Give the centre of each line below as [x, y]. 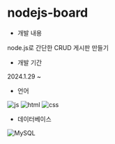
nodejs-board [48, 13]
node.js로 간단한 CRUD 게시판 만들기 [58, 47]
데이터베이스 [34, 119]
